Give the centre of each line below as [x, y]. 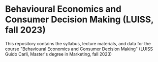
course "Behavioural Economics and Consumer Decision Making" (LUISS [79, 49]
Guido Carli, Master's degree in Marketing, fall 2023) [59, 54]
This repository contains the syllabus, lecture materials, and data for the [78, 43]
